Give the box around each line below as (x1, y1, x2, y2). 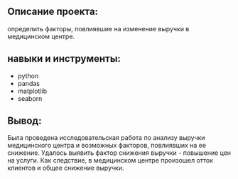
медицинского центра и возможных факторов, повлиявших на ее (7, 141, 207, 150)
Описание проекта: (7, 6, 98, 18)
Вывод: (7, 115, 42, 127)
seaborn (17, 94, 43, 102)
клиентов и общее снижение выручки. (7, 163, 124, 173)
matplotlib (17, 87, 48, 95)
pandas (17, 79, 40, 87)
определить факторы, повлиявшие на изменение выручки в (7, 24, 190, 33)
